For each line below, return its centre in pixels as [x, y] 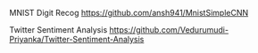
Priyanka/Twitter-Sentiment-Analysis [77, 39]
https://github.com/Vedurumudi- [169, 30]
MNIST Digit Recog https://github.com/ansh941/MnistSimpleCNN [129, 13]
